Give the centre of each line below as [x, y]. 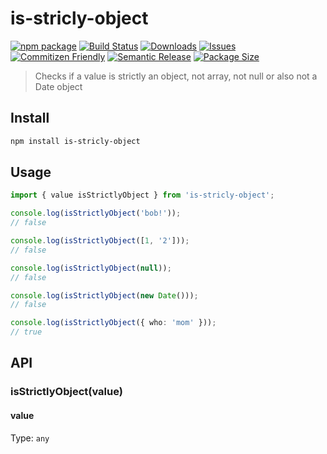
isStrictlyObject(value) [66, 392]
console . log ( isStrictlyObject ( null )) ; [91, 268]
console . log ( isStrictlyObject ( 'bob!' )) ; [96, 213]
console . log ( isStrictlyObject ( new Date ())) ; [104, 295]
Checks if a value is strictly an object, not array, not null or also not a [176, 76]
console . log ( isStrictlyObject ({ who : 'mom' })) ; [113, 323]
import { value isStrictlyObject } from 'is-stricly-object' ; [142, 195]
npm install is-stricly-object [75, 141]
